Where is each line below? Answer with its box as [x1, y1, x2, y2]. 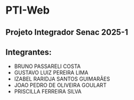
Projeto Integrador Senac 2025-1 [5, 27, 128, 37]
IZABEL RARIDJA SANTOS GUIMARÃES [14, 75, 110, 83]
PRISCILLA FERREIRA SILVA [14, 88, 82, 95]
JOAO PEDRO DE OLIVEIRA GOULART [14, 82, 107, 89]
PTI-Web [5, 4, 50, 17]
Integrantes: [5, 47, 52, 57]
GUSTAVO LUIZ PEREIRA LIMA [14, 69, 89, 76]
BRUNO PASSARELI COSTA [14, 63, 81, 70]
